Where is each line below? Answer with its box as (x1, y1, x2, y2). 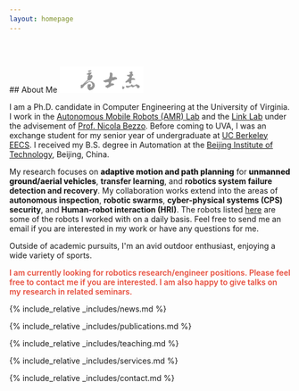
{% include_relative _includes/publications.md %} (9, 320, 192, 331)
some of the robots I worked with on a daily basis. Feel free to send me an (9, 213, 281, 224)
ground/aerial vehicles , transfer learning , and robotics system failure (9, 175, 273, 187)
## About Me (9, 84, 58, 95)
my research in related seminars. (9, 286, 133, 296)
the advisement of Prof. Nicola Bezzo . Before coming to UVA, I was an (9, 121, 267, 131)
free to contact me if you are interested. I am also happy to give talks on (9, 277, 278, 287)
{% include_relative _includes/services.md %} (9, 355, 179, 366)
